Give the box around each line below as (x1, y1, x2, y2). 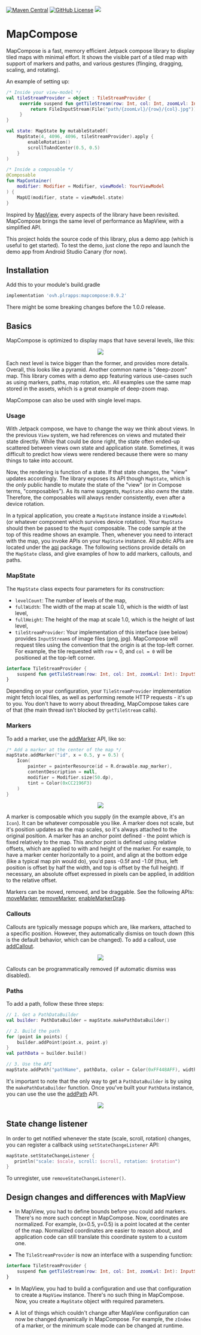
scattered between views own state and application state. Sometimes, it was (6, 444, 195, 451)
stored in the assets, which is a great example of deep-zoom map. (6, 385, 169, 392)
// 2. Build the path (6, 1028, 60, 1034)
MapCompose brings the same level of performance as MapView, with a (6, 217, 184, 224)
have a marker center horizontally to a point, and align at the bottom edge (6, 851, 188, 858)
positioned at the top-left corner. (14, 654, 96, 661)
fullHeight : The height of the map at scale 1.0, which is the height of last (14, 615, 195, 623)
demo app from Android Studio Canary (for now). (6, 248, 127, 255)
